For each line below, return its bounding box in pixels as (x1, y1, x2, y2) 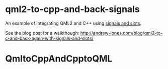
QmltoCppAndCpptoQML (5, 53, 113, 64)
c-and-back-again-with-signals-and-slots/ (5, 35, 94, 41)
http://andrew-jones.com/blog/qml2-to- (80, 30, 163, 36)
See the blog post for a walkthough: (5, 30, 79, 36)
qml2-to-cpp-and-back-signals (5, 4, 140, 15)
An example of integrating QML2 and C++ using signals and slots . (5, 20, 142, 26)
